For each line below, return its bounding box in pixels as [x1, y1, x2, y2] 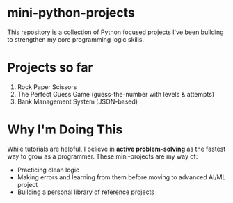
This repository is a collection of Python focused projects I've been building [7, 28, 224, 36]
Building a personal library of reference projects [17, 188, 155, 196]
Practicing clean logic [17, 165, 80, 174]
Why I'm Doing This [7, 122, 123, 138]
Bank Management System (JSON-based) [17, 97, 138, 106]
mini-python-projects [7, 5, 136, 21]
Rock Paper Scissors [17, 82, 77, 91]
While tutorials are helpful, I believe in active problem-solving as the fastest [7, 145, 226, 153]
